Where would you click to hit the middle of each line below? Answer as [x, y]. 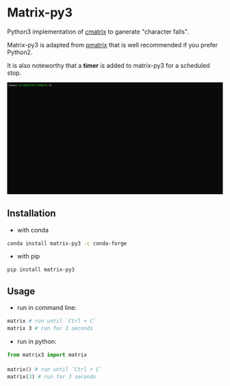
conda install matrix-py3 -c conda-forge [67, 243]
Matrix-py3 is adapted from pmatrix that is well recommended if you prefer [113, 45]
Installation [31, 214]
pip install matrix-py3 [41, 270]
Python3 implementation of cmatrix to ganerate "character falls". [98, 32]
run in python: [37, 341]
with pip [28, 256]
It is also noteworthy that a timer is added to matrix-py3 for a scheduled [108, 65]
